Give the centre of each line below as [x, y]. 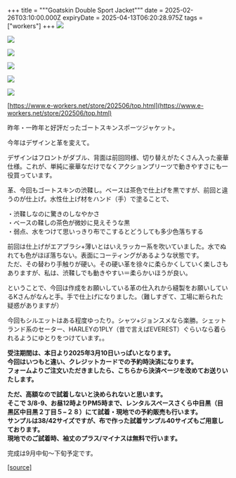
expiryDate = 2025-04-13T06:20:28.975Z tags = [133, 18]
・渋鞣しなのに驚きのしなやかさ [53, 214]
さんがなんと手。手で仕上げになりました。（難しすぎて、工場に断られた [120, 296]
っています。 [38, 175]
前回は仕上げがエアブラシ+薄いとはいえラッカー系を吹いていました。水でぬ [117, 246]
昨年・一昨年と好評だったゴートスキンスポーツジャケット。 [93, 127]
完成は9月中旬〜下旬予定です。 [52, 453]
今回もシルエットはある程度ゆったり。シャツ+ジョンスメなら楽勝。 [105, 320]
